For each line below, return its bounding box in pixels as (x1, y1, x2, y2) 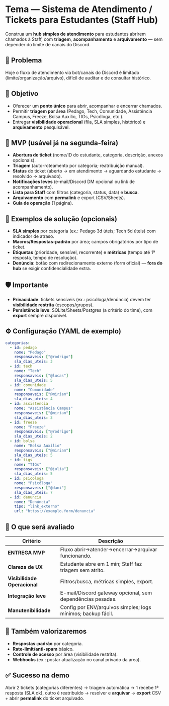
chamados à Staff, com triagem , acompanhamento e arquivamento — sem (5, 36, 163, 42)
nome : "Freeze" (14, 424, 46, 429)
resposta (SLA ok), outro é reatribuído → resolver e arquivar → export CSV (5, 690, 161, 696)
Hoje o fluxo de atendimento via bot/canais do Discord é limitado (5, 69, 140, 75)
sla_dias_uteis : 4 (14, 396, 53, 402)
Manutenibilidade (8, 607, 51, 614)
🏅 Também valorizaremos (5, 627, 87, 636)
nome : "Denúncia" (14, 499, 51, 504)
